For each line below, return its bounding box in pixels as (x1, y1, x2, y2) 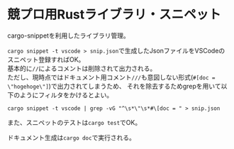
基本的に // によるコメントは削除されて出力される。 (7, 64, 157, 72)
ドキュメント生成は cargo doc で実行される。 (7, 133, 136, 142)
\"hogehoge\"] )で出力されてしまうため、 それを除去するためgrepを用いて (7, 82, 221, 90)
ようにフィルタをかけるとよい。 (19, 90, 113, 99)
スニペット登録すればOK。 (7, 55, 85, 64)
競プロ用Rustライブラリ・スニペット (7, 6, 221, 23)
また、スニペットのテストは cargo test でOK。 (7, 118, 142, 126)
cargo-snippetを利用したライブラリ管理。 (7, 31, 130, 40)
